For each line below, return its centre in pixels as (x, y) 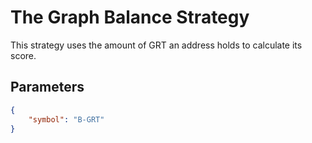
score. (23, 55)
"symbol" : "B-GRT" (66, 119)
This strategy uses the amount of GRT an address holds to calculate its (156, 45)
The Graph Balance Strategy (130, 17)
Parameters (47, 87)
